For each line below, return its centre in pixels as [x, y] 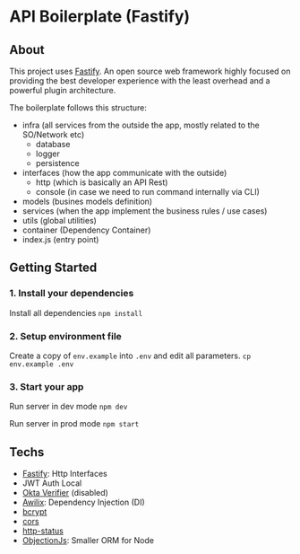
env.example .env [42, 364]
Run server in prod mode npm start [74, 424]
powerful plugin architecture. [63, 90]
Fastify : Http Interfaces [64, 474]
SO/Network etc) [53, 135]
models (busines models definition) [87, 201]
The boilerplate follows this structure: [78, 108]
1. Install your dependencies [72, 294]
